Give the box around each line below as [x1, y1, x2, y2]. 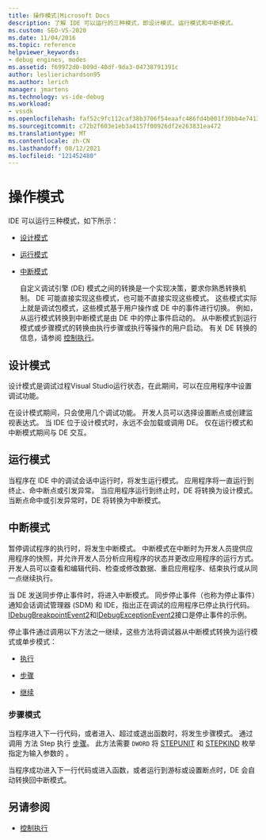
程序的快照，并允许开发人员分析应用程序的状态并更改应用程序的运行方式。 [14, 553, 258, 563]
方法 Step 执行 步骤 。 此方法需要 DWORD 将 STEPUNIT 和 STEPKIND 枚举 [23, 738, 256, 748]
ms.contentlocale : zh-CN [8, 136, 90, 145]
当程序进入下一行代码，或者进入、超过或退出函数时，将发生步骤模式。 [8, 728, 237, 738]
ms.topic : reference [8, 41, 77, 49]
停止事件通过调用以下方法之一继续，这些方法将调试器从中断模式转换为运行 [8, 627, 251, 636]
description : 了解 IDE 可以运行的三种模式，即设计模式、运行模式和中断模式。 [8, 19, 237, 27]
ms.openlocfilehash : [8, 115, 77, 123]
